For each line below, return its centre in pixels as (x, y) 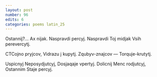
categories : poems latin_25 (35, 24)
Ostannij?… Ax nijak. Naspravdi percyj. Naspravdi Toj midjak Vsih (73, 39)
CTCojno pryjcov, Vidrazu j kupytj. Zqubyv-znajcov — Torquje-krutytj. (78, 54)
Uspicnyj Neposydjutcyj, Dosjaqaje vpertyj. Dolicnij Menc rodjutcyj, (76, 64)
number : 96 (17, 15)
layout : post (19, 10)
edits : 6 (15, 19)
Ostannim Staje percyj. (29, 69)
